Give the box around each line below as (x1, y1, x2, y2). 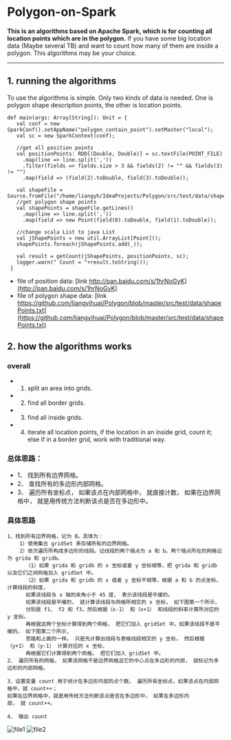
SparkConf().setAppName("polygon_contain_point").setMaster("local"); (7, 126, 214, 133)
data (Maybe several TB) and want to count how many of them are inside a (7, 41, 219, 50)
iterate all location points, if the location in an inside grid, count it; (27, 428, 212, 436)
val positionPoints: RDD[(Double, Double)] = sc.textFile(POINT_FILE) (16, 150, 223, 157)
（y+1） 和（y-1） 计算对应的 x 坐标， (7, 643, 108, 650)
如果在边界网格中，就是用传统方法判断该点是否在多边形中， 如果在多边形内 (7, 693, 190, 699)
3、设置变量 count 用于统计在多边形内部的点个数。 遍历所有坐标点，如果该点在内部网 (7, 678, 219, 685)
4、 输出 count (7, 713, 47, 720)
